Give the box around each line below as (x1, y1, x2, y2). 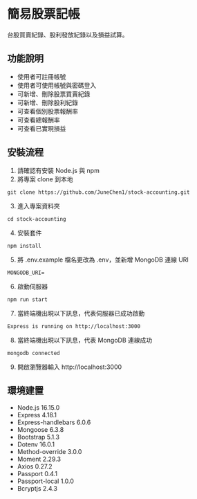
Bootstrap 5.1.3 (17, 433, 60, 442)
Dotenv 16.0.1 (17, 440, 55, 448)
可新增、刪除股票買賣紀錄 (17, 89, 91, 98)
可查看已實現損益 (17, 124, 66, 132)
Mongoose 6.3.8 (17, 426, 64, 434)
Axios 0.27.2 (17, 462, 53, 471)
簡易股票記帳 (7, 6, 81, 22)
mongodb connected (7, 350, 60, 356)
